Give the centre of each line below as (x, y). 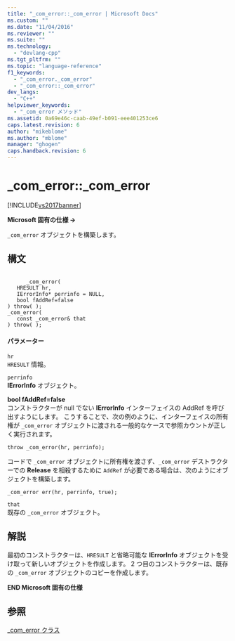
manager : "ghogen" (34, 145)
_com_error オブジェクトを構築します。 (64, 234)
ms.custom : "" (28, 20)
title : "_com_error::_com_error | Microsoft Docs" (83, 14)
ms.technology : (29, 46)
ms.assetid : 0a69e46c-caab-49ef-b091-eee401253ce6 (83, 118)
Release (39, 470)
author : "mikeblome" (38, 131)
